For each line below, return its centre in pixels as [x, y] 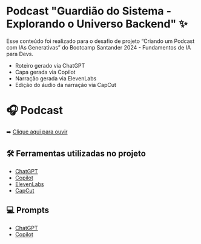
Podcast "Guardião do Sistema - [89, 11]
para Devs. [20, 54]
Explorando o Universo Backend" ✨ [97, 24]
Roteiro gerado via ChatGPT [50, 65]
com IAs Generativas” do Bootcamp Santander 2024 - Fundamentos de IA [99, 47]
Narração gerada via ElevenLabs [56, 78]
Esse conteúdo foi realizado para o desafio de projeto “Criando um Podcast [100, 41]
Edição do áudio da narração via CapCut [66, 85]
